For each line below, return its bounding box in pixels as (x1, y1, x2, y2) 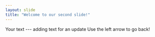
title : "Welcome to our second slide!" (5, 12, 91, 17)
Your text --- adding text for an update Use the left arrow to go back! (5, 26, 150, 32)
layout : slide (5, 7, 36, 13)
